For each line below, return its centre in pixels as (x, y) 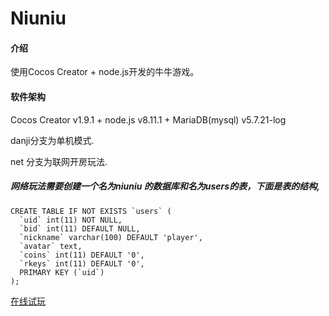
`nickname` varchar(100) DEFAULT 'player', (111, 237)
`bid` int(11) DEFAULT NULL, (80, 228)
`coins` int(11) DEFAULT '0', (82, 255)
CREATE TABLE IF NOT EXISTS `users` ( (91, 211)
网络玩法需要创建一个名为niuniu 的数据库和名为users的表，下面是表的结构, (165, 186)
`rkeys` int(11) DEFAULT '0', (82, 263)
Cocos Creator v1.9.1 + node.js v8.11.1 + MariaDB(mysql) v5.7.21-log (148, 119)
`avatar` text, (51, 246)
